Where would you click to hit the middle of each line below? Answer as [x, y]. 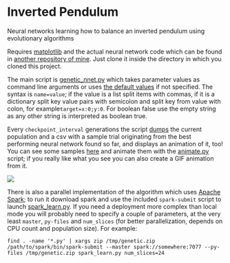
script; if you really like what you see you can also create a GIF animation [111, 158]
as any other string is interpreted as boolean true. [77, 116]
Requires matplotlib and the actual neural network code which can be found [115, 52]
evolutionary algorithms [41, 38]
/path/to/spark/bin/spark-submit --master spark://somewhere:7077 [104, 247]
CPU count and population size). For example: [72, 228]
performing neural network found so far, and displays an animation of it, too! [115, 144]
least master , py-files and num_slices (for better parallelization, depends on [115, 221]
